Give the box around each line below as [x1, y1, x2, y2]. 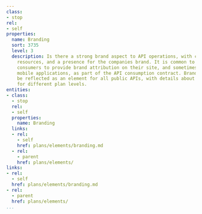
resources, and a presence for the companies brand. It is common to [17, 59, 195, 65]
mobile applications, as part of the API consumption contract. [17, 70, 182, 76]
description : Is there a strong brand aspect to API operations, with [11, 53, 192, 59]
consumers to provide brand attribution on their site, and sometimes [17, 64, 198, 71]
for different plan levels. [17, 82, 87, 88]
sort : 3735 [11, 43, 39, 49]
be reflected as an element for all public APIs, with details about [17, 76, 195, 82]
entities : [6, 87, 31, 93]
